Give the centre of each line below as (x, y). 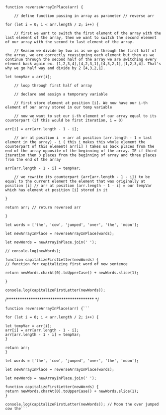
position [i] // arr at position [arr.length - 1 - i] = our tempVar (79, 186)
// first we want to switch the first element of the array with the (88, 33)
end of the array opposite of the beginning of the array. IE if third (81, 151)
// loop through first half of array (53, 86)
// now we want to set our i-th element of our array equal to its (85, 116)
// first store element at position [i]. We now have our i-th (81, 103)
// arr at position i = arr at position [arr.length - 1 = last (83, 138)
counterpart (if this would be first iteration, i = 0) (64, 120)
